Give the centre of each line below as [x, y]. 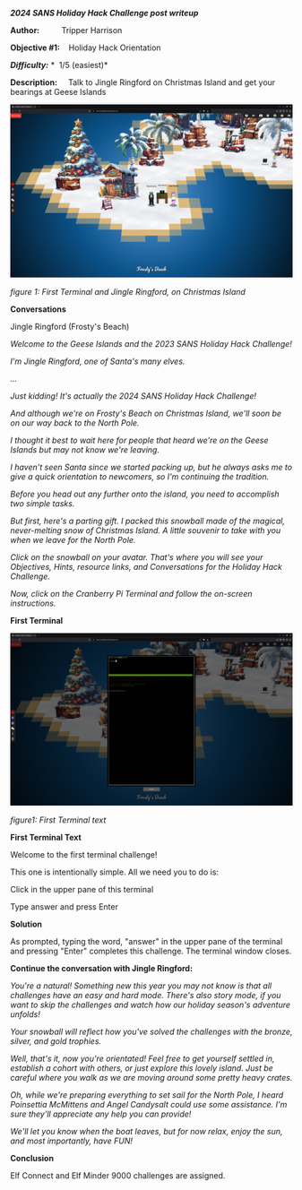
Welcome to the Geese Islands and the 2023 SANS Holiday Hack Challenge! [151, 343]
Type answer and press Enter [65, 907]
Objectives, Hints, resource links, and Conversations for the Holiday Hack [147, 566]
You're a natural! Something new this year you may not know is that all [141, 986]
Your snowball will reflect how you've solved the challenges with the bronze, [151, 1032]
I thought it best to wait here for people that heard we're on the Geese [139, 440]
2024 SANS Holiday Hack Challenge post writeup [104, 13]
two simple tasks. [43, 503]
